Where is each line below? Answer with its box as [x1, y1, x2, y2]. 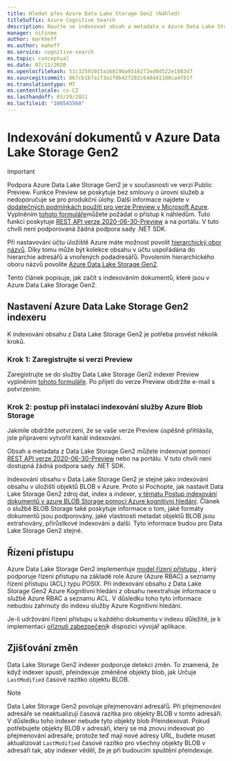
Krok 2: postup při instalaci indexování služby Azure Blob [7, 402, 203, 412]
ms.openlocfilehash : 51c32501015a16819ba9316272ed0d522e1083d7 [7, 68, 193, 75]
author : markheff [7, 36, 57, 43]
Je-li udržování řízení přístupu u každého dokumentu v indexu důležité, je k [7, 615, 221, 624]
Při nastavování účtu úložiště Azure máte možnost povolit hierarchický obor [7, 238, 222, 246]
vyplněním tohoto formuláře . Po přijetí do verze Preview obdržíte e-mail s [7, 377, 215, 385]
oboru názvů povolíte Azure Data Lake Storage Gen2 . [7, 260, 159, 268]
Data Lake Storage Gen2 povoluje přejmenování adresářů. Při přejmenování [7, 702, 222, 710]
